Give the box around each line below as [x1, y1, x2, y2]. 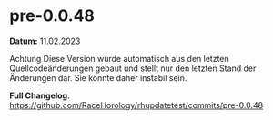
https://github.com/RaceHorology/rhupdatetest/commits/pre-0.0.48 [9, 99, 264, 110]
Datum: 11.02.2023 [9, 35, 81, 46]
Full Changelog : [9, 90, 70, 101]
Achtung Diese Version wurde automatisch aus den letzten [9, 53, 229, 64]
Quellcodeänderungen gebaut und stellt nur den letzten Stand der [9, 63, 257, 74]
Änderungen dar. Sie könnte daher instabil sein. [9, 72, 187, 83]
